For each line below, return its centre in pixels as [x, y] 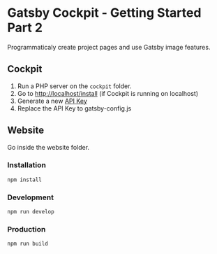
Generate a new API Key [52, 101]
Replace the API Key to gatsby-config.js [74, 108]
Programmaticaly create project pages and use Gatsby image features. [109, 47]
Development [31, 197]
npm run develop [31, 212]
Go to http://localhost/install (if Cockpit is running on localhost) [108, 93]
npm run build [28, 244]
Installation [27, 165]
